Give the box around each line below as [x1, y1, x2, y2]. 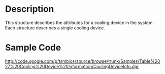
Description [5, 3, 54, 15]
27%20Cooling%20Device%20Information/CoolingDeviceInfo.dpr [5, 63, 139, 69]
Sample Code [5, 42, 61, 53]
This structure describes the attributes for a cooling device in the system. [5, 20, 154, 25]
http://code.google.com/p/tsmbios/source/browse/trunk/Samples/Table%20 [5, 58, 161, 64]
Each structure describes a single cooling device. [5, 25, 105, 30]
